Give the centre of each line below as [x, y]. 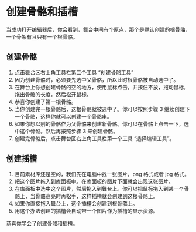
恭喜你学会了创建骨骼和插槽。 [42, 223]
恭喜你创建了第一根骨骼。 [45, 102]
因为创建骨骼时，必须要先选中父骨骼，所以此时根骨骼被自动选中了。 [97, 79]
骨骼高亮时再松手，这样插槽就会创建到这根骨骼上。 [97, 196]
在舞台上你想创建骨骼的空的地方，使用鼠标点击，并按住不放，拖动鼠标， [102, 87]
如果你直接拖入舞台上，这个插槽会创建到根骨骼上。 [76, 203]
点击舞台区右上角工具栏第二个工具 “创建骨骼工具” [74, 72]
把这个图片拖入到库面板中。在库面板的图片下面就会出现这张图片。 [94, 181]
